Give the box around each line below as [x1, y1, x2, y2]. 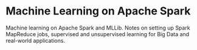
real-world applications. [5, 37, 65, 44]
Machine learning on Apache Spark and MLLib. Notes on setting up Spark [5, 24, 190, 31]
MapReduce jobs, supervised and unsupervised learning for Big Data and [5, 30, 190, 37]
